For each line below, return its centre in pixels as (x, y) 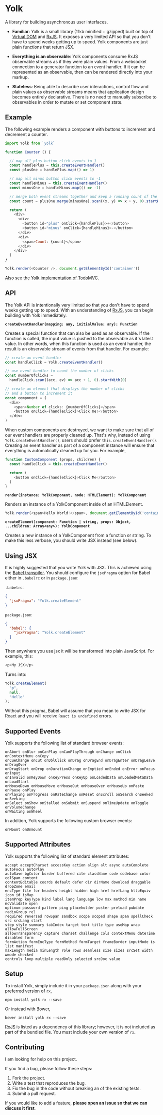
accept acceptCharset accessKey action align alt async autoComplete (77, 865)
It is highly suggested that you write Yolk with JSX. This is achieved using (78, 567)
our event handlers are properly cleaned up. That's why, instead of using (78, 435)
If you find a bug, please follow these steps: (49, 1068)
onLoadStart (17, 782)
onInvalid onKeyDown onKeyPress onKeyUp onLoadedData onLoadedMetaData (79, 778)
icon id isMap (19, 895)
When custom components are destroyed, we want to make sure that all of (80, 430)
